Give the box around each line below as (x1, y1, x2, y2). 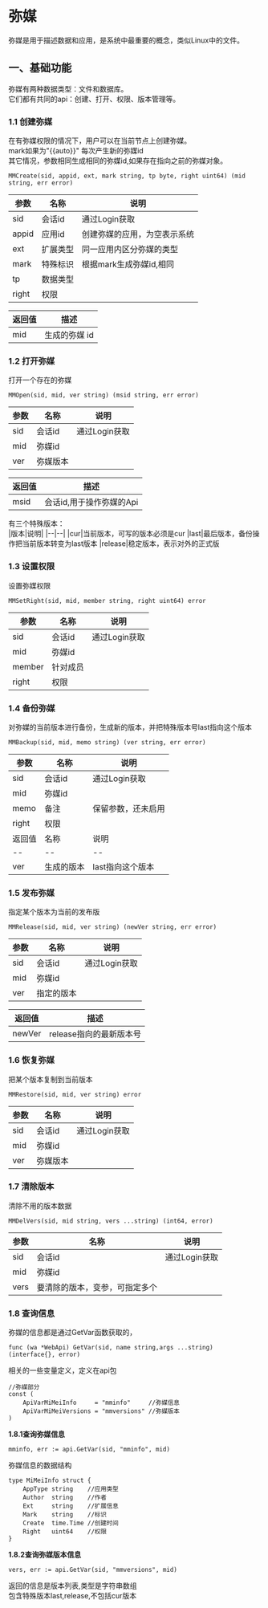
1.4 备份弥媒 (8, 702, 55, 714)
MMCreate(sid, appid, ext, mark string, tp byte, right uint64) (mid (8, 172, 246, 181)
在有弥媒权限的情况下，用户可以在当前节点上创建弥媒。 (8, 136, 191, 145)
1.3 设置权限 (8, 561, 55, 572)
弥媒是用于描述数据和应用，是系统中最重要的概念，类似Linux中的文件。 (8, 35, 245, 45)
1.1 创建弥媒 (8, 116, 53, 127)
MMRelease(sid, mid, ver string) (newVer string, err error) (8, 923, 217, 931)
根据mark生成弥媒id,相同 (81, 259, 175, 270)
